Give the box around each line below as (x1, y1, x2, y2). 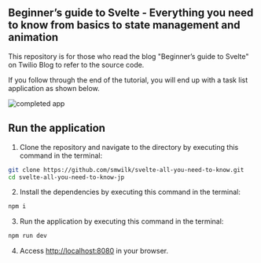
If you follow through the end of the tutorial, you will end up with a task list (8, 75, 248, 85)
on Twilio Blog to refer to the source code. (8, 60, 145, 69)
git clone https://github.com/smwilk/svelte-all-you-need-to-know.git (8, 166, 244, 174)
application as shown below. (8, 83, 100, 93)
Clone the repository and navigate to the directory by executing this (19, 142, 239, 152)
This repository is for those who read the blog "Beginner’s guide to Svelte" (8, 51, 249, 61)
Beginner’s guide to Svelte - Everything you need (8, 6, 254, 20)
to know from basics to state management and (8, 19, 241, 32)
